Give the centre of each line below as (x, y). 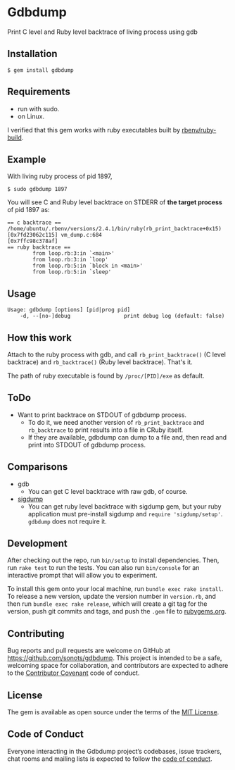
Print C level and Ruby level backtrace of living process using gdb (103, 32)
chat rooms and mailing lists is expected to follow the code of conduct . (110, 759)
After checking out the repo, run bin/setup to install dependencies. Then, (113, 560)
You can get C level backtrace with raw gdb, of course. (108, 491)
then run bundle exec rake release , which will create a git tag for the (107, 604)
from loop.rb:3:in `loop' (71, 260)
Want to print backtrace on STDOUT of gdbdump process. (102, 415)
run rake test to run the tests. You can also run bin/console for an (103, 568)
